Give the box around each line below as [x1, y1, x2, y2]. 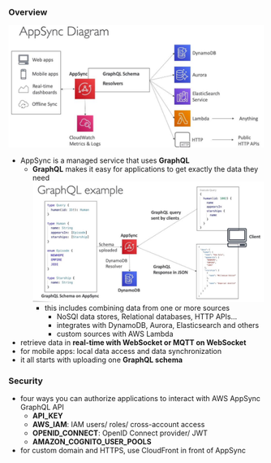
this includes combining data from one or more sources [44, 303, 230, 312]
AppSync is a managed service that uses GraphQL [19, 155, 190, 165]
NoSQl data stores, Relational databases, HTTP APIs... [56, 312, 238, 321]
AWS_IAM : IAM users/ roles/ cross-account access [32, 420, 205, 430]
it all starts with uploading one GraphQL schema [19, 355, 183, 365]
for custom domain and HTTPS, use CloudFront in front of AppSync [19, 446, 246, 456]
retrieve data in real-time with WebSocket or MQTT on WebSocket [19, 337, 247, 347]
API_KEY [32, 411, 63, 421]
